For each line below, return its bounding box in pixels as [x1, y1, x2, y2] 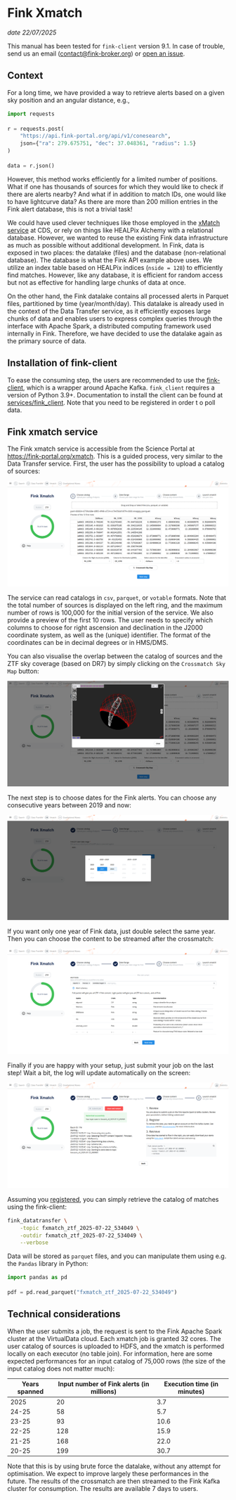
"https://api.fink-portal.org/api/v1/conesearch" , [20, 132, 171, 140]
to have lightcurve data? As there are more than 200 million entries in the [7, 197, 218, 205]
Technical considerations [7, 1308, 121, 1320]
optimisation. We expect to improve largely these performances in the [7, 1470, 209, 1478]
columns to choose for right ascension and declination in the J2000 [7, 624, 204, 632]
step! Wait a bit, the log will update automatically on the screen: [7, 1069, 191, 1077]
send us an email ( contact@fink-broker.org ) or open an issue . [7, 49, 185, 58]
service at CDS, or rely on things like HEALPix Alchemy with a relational [7, 226, 214, 234]
